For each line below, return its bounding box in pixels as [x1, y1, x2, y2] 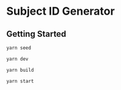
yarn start [6, 78, 34, 84]
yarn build [6, 67, 34, 73]
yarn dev [6, 56, 29, 62]
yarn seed [6, 45, 32, 51]
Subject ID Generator [6, 4, 115, 18]
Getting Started [6, 29, 67, 39]
